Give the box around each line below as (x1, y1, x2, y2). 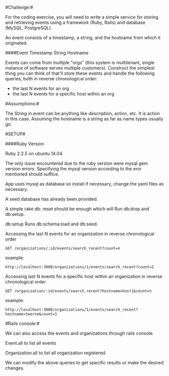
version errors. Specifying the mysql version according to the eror (5, 166, 142, 171)
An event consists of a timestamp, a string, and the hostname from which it (5, 35, 161, 40)
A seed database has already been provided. (5, 196, 98, 202)
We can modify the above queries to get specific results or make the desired (5, 360, 164, 365)
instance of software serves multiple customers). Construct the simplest (5, 65, 155, 71)
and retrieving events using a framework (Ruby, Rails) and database (5, 20, 146, 25)
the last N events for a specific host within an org (12, 91, 115, 97)
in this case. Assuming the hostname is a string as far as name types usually (5, 116, 163, 122)
